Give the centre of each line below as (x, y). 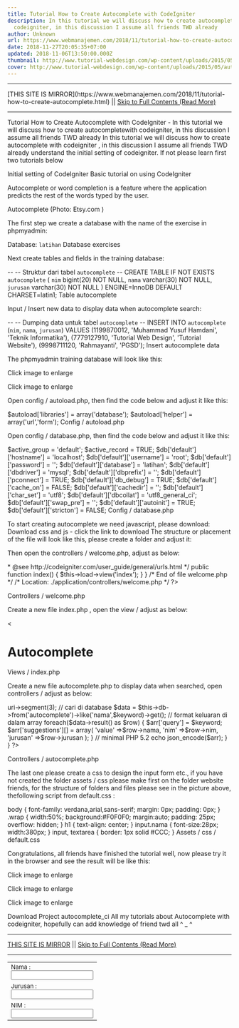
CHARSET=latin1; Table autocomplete (62, 295)
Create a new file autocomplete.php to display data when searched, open (115, 686)
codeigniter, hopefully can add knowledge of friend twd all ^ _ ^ (100, 924)
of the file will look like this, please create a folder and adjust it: (100, 539)
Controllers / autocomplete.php (53, 759)
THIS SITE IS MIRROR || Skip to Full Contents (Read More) (92, 944)
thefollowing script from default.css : (61, 795)
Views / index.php (34, 672)
